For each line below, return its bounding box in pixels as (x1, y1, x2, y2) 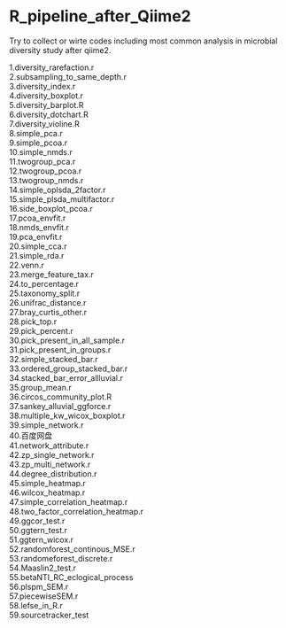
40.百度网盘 (9, 430, 53, 440)
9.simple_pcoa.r (9, 137, 68, 148)
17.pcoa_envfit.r (9, 213, 66, 223)
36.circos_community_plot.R (9, 392, 112, 402)
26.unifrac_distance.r (9, 297, 87, 307)
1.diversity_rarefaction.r (9, 62, 95, 73)
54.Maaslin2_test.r (9, 562, 77, 573)
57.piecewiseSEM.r (9, 591, 79, 601)
